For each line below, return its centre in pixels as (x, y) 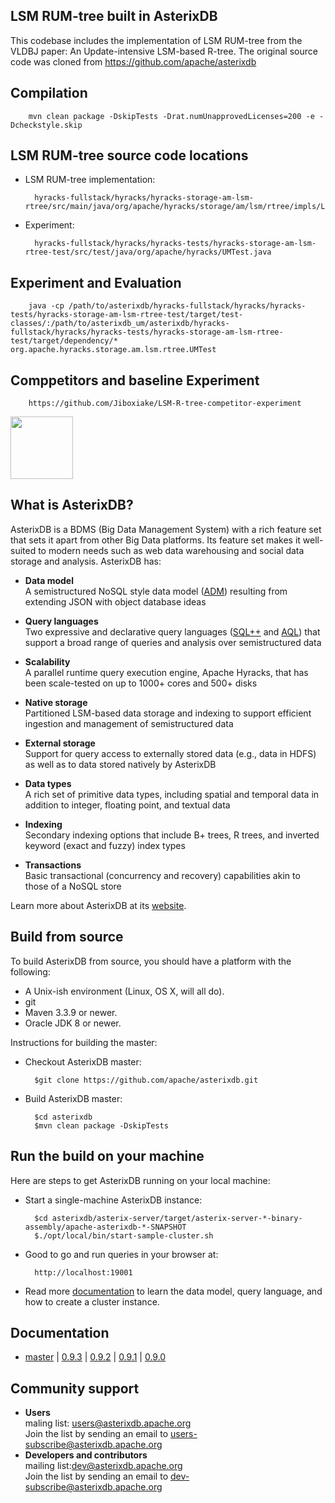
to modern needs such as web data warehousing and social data (171, 550)
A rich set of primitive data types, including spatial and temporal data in (172, 794)
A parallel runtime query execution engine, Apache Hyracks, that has (166, 672)
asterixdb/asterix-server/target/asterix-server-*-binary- (177, 1218)
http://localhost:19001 (83, 1272)
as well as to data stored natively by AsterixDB (120, 764)
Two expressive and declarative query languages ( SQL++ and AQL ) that (172, 631)
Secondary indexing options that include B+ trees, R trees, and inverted (172, 835)
